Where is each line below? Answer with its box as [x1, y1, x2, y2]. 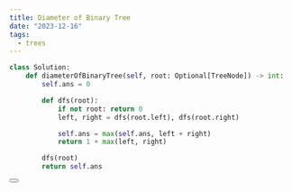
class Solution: [9, 63, 70, 72]
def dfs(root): [41, 96, 99, 105]
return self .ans [41, 162, 103, 171]
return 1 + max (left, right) [57, 137, 168, 147]
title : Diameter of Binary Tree [9, 13, 131, 23]
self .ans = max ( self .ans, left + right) [57, 129, 212, 138]
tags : [9, 30, 30, 39]
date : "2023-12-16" [9, 22, 83, 31]
